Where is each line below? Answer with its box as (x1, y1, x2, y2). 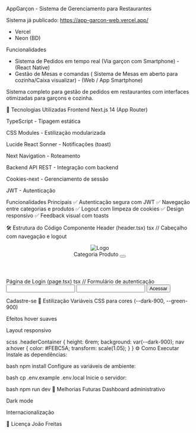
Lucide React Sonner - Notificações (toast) (6, 141, 111, 148)
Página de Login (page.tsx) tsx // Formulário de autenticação (6, 278, 154, 285)
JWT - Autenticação (6, 187, 56, 194)
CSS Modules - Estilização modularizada (6, 129, 106, 136)
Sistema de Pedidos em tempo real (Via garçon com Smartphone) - (14, 58, 179, 64)
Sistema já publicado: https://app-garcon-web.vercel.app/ (6, 17, 148, 23)
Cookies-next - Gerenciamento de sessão (6, 175, 109, 183)
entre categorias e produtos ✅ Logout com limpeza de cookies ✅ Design (6, 205, 184, 212)
